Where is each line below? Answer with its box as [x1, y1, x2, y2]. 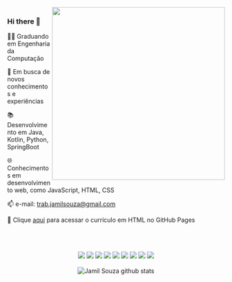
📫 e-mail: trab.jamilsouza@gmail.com [7, 200, 116, 208]
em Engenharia [7, 39, 50, 48]
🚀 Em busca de [7, 68, 50, 76]
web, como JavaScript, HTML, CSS [14, 186, 115, 194]
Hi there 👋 [7, 17, 41, 26]
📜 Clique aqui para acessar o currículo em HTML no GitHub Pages [7, 216, 195, 224]
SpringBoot [7, 143, 39, 151]
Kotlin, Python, [7, 135, 49, 144]
